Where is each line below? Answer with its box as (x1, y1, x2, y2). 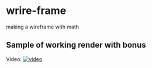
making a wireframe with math (6, 23, 80, 30)
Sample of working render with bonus (6, 40, 146, 50)
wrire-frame (6, 4, 67, 17)
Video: (6, 55, 22, 62)
